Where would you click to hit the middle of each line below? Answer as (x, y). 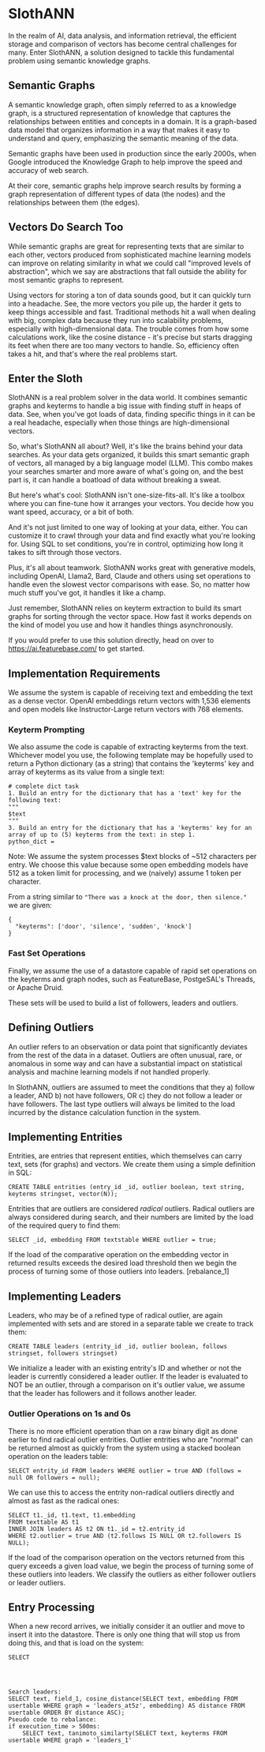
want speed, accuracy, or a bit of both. (71, 512)
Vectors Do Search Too (66, 227)
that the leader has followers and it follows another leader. (103, 1394)
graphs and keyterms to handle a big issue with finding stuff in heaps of (125, 406)
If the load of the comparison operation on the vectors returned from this (127, 1557)
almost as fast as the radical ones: (64, 1500)
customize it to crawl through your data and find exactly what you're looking (132, 536)
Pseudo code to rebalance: (52, 1720)
